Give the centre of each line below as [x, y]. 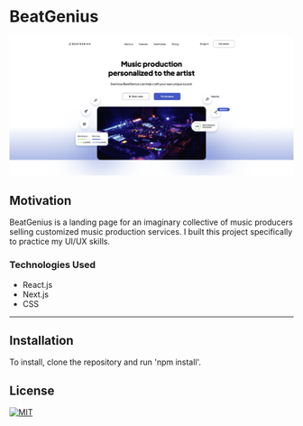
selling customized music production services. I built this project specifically [151, 232]
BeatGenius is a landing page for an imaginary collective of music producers [151, 222]
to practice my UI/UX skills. [60, 242]
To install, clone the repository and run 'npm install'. [105, 362]
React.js [37, 284]
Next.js [36, 294]
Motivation [41, 200]
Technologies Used [53, 265]
